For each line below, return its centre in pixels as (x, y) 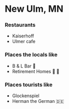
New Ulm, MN (34, 9)
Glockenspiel (26, 96)
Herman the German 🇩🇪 (38, 101)
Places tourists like (29, 84)
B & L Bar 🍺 (24, 66)
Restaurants (20, 25)
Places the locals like (31, 55)
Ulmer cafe (24, 41)
